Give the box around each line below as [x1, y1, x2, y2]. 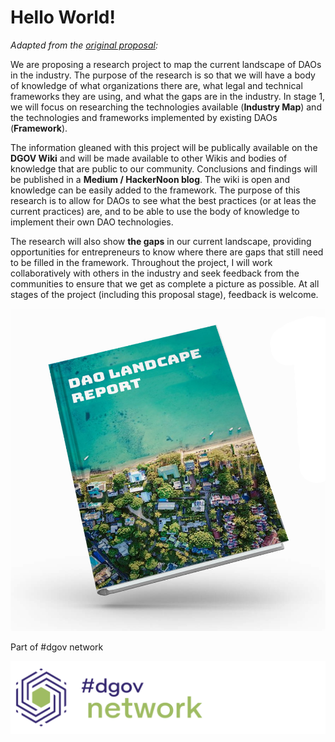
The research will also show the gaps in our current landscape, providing [10, 235, 312, 247]
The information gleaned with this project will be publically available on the [10, 141, 318, 153]
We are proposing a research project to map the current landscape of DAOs [10, 58, 322, 70]
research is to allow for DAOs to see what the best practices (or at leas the [10, 194, 317, 206]
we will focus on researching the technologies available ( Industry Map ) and [10, 101, 322, 113]
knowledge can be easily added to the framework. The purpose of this [10, 184, 301, 196]
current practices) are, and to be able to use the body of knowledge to [10, 205, 300, 217]
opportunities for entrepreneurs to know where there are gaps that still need [10, 246, 324, 258]
